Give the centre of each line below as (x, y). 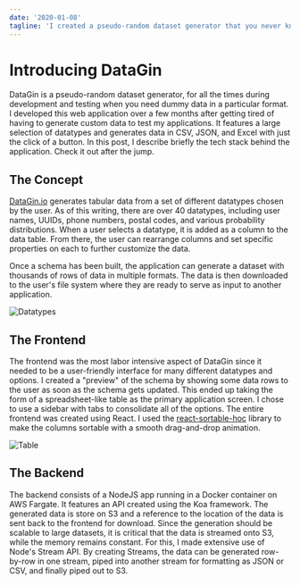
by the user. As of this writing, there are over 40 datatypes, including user (145, 211)
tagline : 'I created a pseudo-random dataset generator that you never (145, 26)
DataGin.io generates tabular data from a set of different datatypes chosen (146, 201)
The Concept (46, 180)
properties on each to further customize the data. (100, 249)
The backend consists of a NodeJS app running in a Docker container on (143, 494)
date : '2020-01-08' (46, 17)
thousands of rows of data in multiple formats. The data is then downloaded (149, 276)
